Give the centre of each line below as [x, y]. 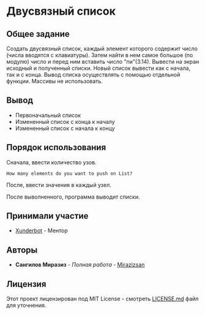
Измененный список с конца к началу [65, 121]
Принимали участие [47, 216]
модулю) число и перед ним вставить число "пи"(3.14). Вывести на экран [103, 62]
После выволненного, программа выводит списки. [73, 197]
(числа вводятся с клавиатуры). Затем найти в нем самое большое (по [100, 55]
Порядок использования [56, 147]
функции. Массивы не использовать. [54, 81]
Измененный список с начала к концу [65, 128]
